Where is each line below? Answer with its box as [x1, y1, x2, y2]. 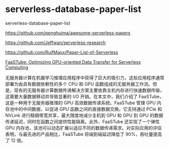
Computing [5, 64, 29, 70]
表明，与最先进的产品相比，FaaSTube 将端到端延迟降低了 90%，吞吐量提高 [5, 131, 162, 137]
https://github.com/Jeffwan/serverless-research [5, 39, 106, 46]
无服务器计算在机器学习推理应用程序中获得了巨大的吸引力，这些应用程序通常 [5, 74, 164, 81]
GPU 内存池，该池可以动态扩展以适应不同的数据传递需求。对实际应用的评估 [5, 124, 162, 131]
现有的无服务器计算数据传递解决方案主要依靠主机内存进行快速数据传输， [14, 87, 164, 93]
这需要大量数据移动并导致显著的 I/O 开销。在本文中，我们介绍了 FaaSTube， [5, 93, 164, 99]
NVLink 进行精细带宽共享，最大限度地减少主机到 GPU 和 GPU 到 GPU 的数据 [5, 112, 163, 118]
